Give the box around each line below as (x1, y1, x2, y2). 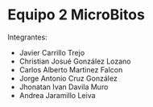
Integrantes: (7, 32, 48, 42)
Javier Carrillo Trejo (19, 47, 85, 57)
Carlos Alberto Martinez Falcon (19, 64, 123, 74)
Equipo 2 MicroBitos (7, 6, 146, 24)
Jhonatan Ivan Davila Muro (19, 82, 109, 92)
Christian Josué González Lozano (19, 56, 131, 66)
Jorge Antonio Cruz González (19, 73, 118, 83)
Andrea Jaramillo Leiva (19, 90, 96, 100)
